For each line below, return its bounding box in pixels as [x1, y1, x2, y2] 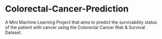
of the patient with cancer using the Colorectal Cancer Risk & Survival [5, 24, 145, 30]
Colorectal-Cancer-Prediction [5, 3, 129, 14]
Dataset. [5, 29, 22, 35]
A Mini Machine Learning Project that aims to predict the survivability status [5, 19, 157, 25]
